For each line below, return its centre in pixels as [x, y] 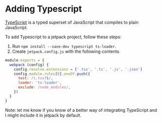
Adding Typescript [44, 9]
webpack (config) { [29, 65]
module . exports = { [25, 60]
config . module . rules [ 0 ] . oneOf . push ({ [52, 74]
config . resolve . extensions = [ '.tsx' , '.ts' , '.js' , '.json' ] [78, 69]
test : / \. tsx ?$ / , [36, 78]
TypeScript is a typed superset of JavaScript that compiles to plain [72, 22]
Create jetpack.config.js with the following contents [66, 51]
